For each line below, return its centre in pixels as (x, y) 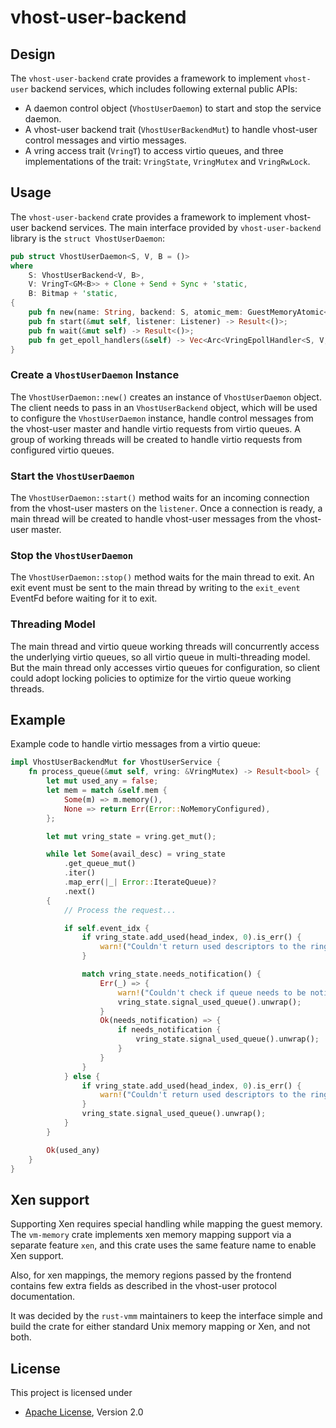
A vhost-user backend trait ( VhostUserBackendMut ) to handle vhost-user (171, 129)
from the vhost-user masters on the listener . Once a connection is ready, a (166, 508)
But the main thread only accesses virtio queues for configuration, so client (165, 667)
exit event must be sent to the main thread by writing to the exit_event (155, 588)
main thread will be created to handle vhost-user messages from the (151, 519)
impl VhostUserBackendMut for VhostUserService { (116, 762)
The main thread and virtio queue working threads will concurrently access (165, 646)
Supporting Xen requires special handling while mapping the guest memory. (166, 1224)
